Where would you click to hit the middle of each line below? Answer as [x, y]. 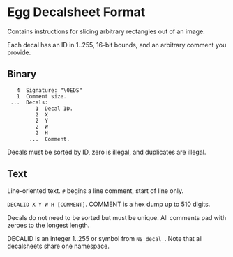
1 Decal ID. [54, 109]
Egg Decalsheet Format [76, 12]
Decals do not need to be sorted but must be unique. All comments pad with [117, 217]
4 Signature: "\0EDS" [49, 90]
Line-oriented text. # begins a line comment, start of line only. [95, 190]
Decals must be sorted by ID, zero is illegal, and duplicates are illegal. [107, 152]
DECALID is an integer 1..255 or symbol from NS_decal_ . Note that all [105, 238]
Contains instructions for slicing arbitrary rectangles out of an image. [106, 31]
